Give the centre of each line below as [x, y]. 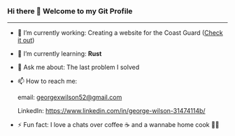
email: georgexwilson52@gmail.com [70, 98]
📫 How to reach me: [47, 81]
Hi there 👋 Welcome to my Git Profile [70, 11]
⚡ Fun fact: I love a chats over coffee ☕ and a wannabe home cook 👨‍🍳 [118, 125]
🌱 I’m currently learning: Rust [59, 54]
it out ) [26, 40]
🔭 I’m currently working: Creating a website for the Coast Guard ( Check [120, 33]
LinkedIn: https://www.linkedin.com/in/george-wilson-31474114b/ [111, 111]
